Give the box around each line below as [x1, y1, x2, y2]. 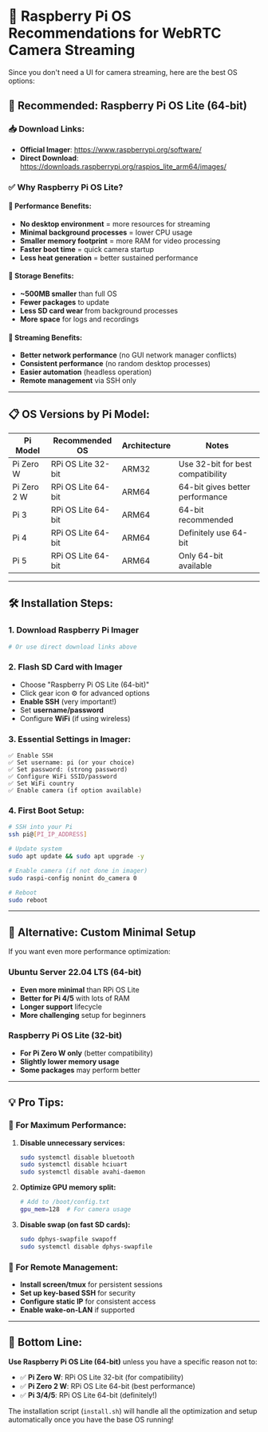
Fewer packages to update [19, 297, 110, 306]
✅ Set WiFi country [8, 779, 74, 788]
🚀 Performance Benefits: [8, 201, 92, 211]
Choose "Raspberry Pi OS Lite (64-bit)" [19, 680, 150, 689]
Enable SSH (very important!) [19, 696, 117, 706]
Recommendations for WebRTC [8, 24, 222, 42]
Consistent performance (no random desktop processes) [19, 359, 211, 369]
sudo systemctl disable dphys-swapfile [19, 1242, 153, 1251]
